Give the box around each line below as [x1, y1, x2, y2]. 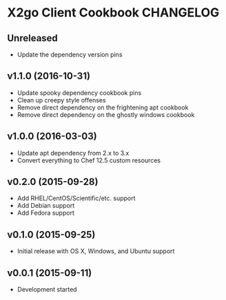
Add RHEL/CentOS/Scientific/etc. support [17, 194, 136, 202]
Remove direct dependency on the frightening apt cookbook [17, 103, 189, 111]
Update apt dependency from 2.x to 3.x [17, 149, 130, 157]
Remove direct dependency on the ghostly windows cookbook [17, 110, 195, 118]
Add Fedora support [17, 208, 74, 217]
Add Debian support [17, 202, 75, 210]
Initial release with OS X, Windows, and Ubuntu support [17, 247, 175, 255]
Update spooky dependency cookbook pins [17, 88, 142, 97]
